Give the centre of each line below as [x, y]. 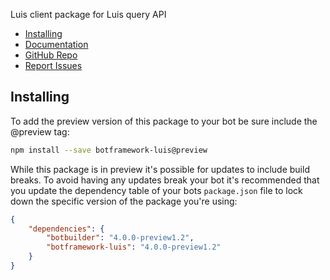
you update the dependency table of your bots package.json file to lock [156, 190]
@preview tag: [40, 131]
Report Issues [53, 65]
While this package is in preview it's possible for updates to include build [160, 169]
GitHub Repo [51, 55]
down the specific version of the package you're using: [124, 201]
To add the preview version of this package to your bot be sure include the [164, 121]
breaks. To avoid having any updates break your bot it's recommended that [165, 180]
